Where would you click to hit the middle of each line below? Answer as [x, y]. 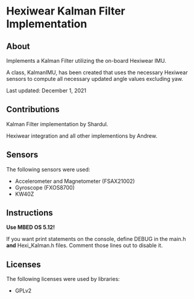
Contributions [33, 110]
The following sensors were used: [48, 169]
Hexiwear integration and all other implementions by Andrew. [82, 136]
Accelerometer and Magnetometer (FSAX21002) [75, 181]
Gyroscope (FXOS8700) [45, 187]
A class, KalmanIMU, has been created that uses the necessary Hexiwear [97, 72]
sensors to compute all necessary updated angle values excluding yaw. [95, 79]
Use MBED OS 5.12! [31, 227]
